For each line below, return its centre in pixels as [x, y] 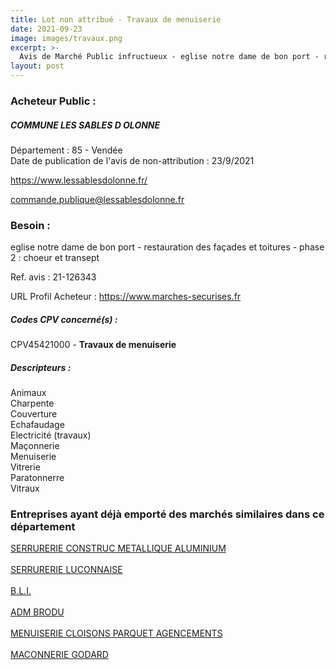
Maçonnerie [35, 446]
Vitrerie [25, 467]
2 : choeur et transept [55, 258]
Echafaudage [37, 425]
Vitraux [25, 488]
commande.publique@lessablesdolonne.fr [97, 199]
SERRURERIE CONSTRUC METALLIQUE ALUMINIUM [118, 548]
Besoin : [30, 225]
